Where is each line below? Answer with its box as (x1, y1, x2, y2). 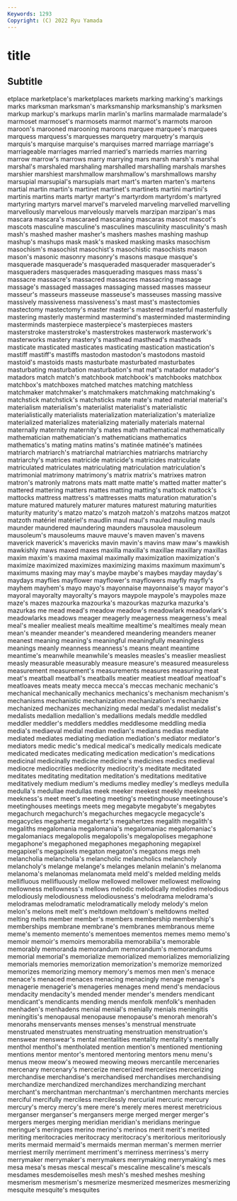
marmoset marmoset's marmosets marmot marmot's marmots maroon (7, 117, 213, 125)
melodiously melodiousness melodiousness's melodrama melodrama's (7, 892, 214, 900)
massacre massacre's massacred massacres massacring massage (7, 275, 202, 283)
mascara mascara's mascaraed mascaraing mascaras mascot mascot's (7, 215, 216, 223)
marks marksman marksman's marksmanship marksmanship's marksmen (7, 102, 222, 110)
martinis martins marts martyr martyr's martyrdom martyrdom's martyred (7, 192, 221, 200)
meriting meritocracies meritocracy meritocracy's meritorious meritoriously (7, 1132, 226, 1141)
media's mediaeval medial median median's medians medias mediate (7, 727, 209, 735)
